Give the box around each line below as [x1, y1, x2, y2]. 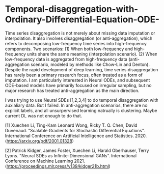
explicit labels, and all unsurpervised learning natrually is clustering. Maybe [5, 107, 158, 114]
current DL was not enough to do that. [5, 113, 82, 118]
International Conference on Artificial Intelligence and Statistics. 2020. [5, 133, 147, 139]
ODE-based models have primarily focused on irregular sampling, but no [5, 82, 152, 88]
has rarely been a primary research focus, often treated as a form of [5, 72, 143, 78]
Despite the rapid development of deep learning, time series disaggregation [5, 66, 158, 72]
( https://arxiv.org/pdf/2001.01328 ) [5, 138, 74, 144]
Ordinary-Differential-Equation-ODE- [5, 14, 160, 25]
